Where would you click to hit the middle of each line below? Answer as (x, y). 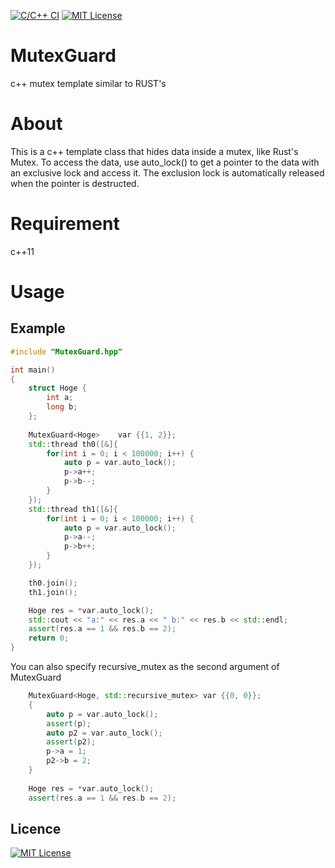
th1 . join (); (53, 592)
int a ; (60, 398)
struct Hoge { (57, 388)
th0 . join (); (53, 583)
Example (38, 328)
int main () (33, 370)
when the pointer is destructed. (75, 183)
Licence (36, 828)
